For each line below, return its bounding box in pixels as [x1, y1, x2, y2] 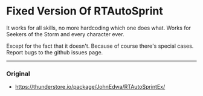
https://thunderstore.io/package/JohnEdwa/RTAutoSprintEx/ [14, 83, 166, 91]
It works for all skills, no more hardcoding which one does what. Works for [6, 24, 192, 31]
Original [6, 69, 30, 78]
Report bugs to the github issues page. [6, 48, 103, 56]
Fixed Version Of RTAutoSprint [6, 4, 163, 18]
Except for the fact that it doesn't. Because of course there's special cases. [6, 42, 194, 50]
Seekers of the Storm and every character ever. [6, 30, 125, 37]
